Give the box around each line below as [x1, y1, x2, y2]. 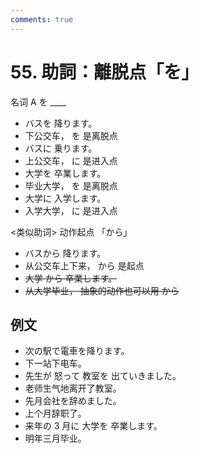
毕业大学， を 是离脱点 [24, 179, 118, 191]
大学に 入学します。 [24, 192, 107, 204]
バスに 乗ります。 [24, 142, 98, 154]
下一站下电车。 [24, 357, 87, 370]
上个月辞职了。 [24, 407, 87, 420]
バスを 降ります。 [24, 117, 98, 129]
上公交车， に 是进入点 [24, 154, 118, 166]
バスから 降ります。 [24, 247, 107, 259]
